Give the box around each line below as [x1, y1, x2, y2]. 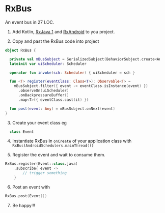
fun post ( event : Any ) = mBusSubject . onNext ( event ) [9, 106, 115, 111]
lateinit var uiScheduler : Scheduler [9, 61, 87, 66]
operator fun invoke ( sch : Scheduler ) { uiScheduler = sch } [9, 70, 135, 75]
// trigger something [23, 171, 67, 176]
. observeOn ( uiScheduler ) [18, 88, 69, 93]
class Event [9, 129, 34, 134]
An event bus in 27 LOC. [5, 19, 54, 25]
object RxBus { [5, 48, 36, 53]
